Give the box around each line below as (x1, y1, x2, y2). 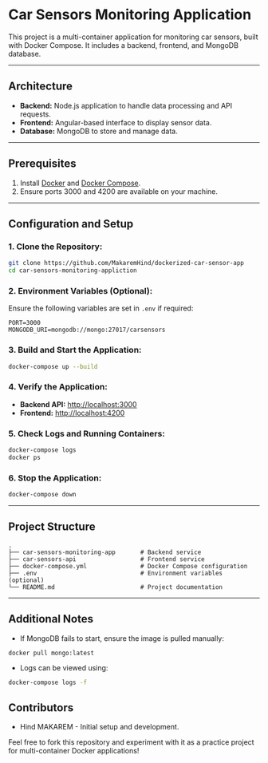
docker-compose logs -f (8, 678, 88, 687)
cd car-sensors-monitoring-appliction (8, 267, 137, 275)
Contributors (8, 701, 74, 714)
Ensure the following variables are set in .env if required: (8, 303, 194, 313)
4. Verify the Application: (8, 381, 108, 393)
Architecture (8, 80, 73, 93)
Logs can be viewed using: (19, 663, 108, 673)
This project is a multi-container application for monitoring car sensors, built (8, 32, 258, 42)
